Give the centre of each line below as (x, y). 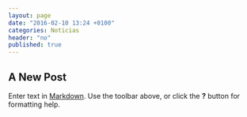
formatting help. (34, 104)
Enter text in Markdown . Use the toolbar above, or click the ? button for (124, 96)
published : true (35, 45)
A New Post (38, 77)
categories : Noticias (44, 30)
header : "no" (30, 38)
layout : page (30, 15)
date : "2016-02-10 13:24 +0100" (61, 23)
